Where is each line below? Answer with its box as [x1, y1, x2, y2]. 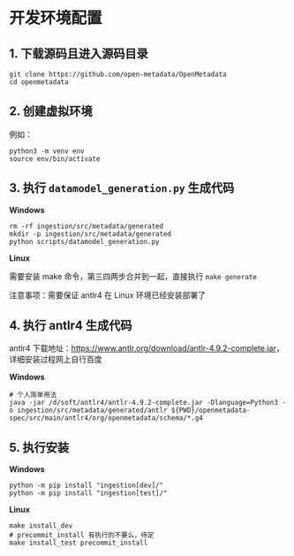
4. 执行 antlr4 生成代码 [9, 318, 132, 333]
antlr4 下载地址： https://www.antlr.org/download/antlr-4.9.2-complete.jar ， [9, 343, 284, 354]
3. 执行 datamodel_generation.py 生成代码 [9, 180, 235, 195]
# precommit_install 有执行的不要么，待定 [9, 531, 155, 540]
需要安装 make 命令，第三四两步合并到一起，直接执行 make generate [9, 270, 258, 281]
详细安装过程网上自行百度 [9, 354, 102, 365]
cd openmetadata [9, 78, 69, 87]
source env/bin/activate [9, 154, 101, 164]
